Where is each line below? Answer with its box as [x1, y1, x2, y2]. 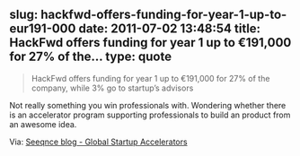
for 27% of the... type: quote [9, 49, 172, 65]
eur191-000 [9, 22, 76, 37]
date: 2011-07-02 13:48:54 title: [78, 22, 261, 37]
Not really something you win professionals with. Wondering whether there [9, 100, 287, 110]
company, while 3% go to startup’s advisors [31, 82, 194, 93]
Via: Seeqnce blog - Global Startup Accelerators [9, 136, 188, 147]
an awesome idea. [9, 118, 77, 129]
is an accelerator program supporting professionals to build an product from [9, 109, 291, 120]
